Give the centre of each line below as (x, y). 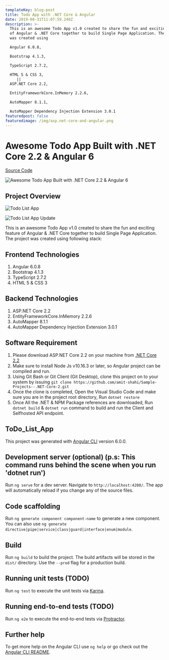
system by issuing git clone (42, 382)
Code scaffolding (33, 506)
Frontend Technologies (42, 254)
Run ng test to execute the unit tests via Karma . (55, 591)
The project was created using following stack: (54, 239)
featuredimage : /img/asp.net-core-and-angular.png (59, 121)
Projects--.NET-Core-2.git (41, 387)
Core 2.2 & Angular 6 (50, 156)
